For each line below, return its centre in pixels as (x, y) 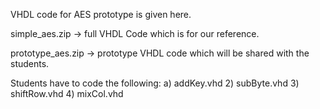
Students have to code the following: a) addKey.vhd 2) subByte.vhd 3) (155, 83)
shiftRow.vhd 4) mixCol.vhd (67, 93)
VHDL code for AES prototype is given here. (101, 14)
